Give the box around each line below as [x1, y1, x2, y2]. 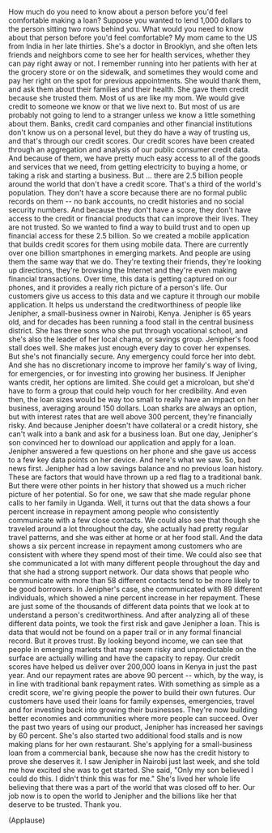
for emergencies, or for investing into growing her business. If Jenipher [8, 369, 246, 378]
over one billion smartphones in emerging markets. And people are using [8, 248, 251, 258]
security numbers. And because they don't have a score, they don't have [8, 205, 252, 214]
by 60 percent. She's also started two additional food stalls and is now [8, 731, 243, 741]
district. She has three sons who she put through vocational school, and [8, 326, 249, 335]
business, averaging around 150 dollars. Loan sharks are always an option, [8, 403, 257, 413]
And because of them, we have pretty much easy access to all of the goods [8, 153, 261, 163]
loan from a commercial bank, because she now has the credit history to [8, 748, 250, 758]
